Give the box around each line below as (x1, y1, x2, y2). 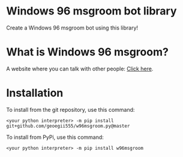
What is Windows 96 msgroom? (6, 45, 169, 59)
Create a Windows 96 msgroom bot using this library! (6, 24, 139, 31)
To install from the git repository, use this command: (6, 106, 135, 113)
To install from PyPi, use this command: (6, 134, 104, 141)
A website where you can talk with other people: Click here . (6, 65, 154, 72)
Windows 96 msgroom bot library (6, 4, 177, 18)
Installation (6, 86, 64, 100)
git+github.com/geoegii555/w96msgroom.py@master (6, 123, 130, 129)
